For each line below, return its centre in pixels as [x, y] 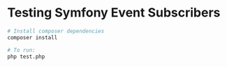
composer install [32, 37]
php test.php [26, 57]
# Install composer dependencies [56, 31]
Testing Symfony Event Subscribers [114, 13]
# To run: [22, 50]
